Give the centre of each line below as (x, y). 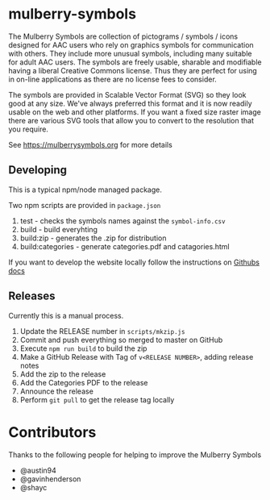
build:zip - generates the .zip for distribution (93, 238)
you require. (28, 129)
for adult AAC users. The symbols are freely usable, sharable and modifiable (135, 62)
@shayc (33, 487)
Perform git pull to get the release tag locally (97, 399)
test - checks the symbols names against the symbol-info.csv (123, 221)
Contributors (52, 432)
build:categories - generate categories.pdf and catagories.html (125, 246)
